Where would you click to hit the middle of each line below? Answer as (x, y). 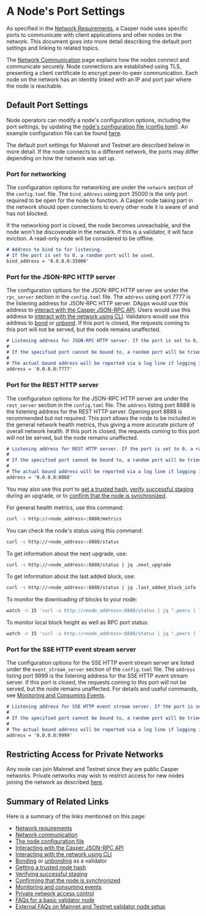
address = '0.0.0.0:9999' (39, 735)
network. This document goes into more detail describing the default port (99, 41)
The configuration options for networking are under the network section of (100, 187)
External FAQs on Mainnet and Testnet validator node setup (90, 907)
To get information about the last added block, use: (71, 576)
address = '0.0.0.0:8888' (39, 477)
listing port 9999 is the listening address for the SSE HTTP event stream (97, 676)
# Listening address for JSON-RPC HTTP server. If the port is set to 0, (103, 340)
